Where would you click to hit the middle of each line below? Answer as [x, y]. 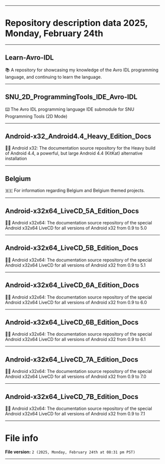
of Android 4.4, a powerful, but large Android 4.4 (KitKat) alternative [74, 154]
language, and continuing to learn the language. [54, 77]
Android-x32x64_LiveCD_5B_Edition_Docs [72, 248]
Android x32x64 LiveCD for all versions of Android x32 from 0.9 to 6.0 [76, 302]
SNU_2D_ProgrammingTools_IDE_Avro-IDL [71, 97]
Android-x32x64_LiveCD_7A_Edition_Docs [72, 359]
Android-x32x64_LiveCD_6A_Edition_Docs [72, 285]
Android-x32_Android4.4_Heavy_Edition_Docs [78, 136]
